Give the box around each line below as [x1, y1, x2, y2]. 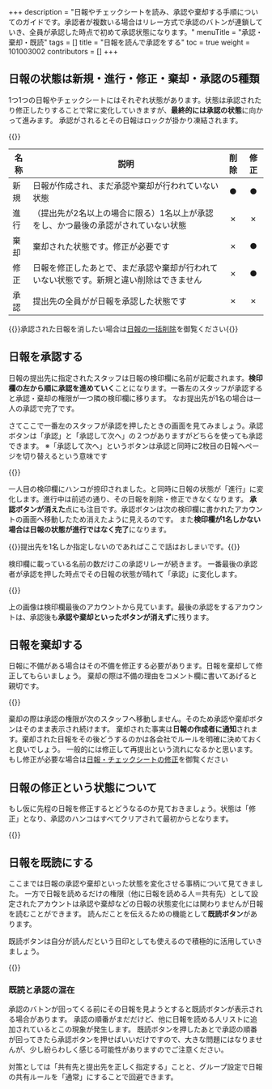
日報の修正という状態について [8, 780, 158, 794]
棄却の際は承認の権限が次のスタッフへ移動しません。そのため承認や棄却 [8, 714, 249, 724]
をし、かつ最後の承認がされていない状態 [32, 220, 187, 231]
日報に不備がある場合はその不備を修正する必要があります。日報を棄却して [8, 661, 257, 671]
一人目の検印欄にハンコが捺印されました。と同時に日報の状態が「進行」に [8, 484, 257, 493]
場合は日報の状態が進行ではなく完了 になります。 [8, 524, 172, 534]
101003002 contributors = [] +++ [8, 47, 119, 56]
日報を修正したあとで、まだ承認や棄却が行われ [32, 262, 210, 273]
